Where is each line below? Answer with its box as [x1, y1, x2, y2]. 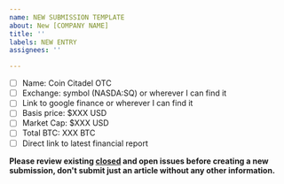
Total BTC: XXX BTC [21, 127, 96, 138]
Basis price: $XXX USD [21, 108, 107, 119]
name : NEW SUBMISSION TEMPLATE [9, 12, 125, 22]
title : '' [9, 29, 46, 38]
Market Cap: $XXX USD [21, 118, 109, 128]
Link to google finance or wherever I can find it [21, 98, 193, 109]
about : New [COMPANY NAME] [9, 21, 109, 30]
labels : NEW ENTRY [9, 37, 77, 47]
